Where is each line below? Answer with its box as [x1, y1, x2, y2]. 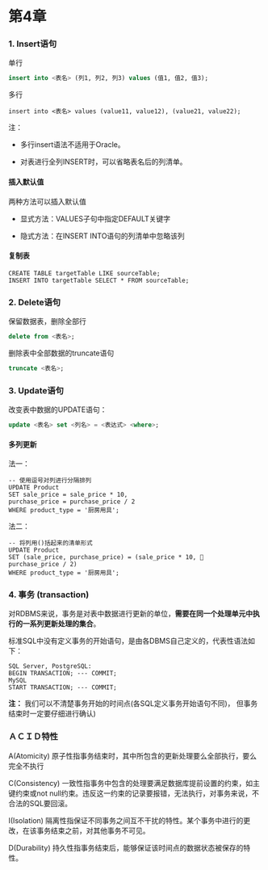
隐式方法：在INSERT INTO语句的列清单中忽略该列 [19, 231, 186, 241]
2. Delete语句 [8, 296, 61, 308]
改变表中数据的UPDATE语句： [8, 405, 107, 414]
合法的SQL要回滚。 [8, 798, 73, 808]
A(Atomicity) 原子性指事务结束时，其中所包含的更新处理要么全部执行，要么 [8, 750, 257, 760]
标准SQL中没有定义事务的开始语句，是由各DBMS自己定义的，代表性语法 [8, 636, 249, 646]
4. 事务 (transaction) [8, 589, 90, 600]
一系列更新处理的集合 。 [22, 619, 101, 628]
